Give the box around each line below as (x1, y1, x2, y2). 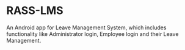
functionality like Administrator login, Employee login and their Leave (6, 30, 179, 37)
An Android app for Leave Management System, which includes (6, 24, 167, 31)
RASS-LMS (6, 4, 63, 18)
